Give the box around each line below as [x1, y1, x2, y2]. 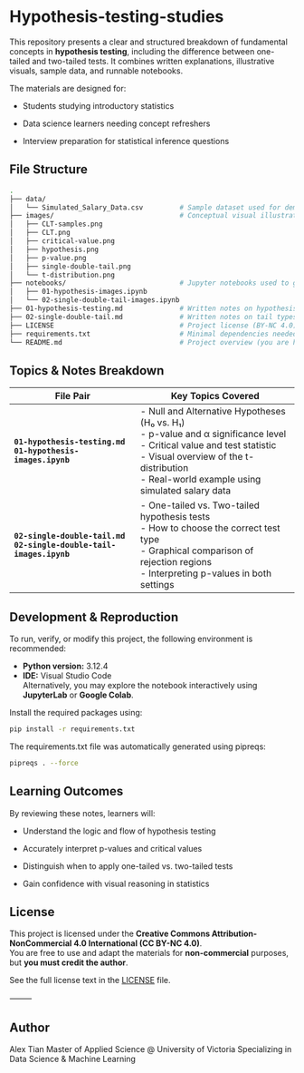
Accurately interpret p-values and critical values [22, 843, 203, 854]
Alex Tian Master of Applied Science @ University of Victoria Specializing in [9, 1044, 292, 1055]
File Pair [54, 390, 90, 403]
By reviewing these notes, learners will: [9, 807, 156, 818]
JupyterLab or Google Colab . [22, 689, 134, 700]
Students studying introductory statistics [22, 100, 175, 111]
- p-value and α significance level [139, 428, 287, 441]
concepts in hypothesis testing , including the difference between [9, 45, 255, 56]
